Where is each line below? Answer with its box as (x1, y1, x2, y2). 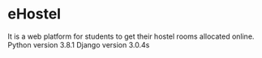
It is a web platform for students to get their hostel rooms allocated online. (7, 31, 255, 41)
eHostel (7, 5, 62, 23)
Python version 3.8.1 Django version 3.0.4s (7, 39, 150, 49)
